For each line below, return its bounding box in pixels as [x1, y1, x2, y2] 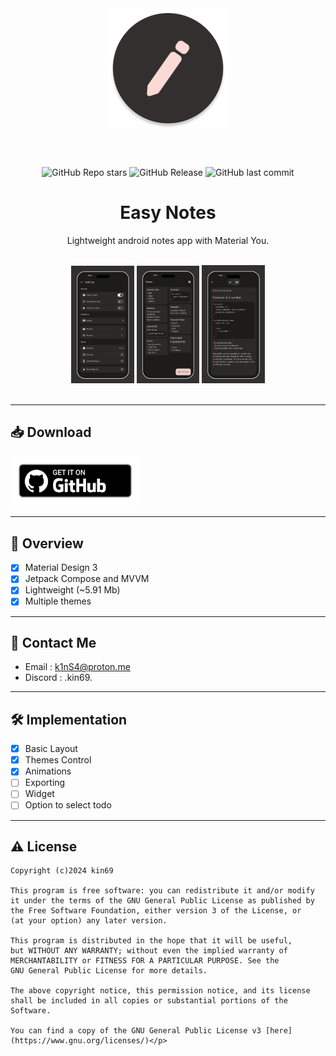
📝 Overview [10, 535, 84, 552]
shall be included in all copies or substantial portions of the [10, 996, 288, 1006]
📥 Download [10, 424, 92, 441]
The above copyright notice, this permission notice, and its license [10, 986, 311, 996]
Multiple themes [24, 595, 92, 607]
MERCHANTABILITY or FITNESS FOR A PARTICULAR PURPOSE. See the [10, 956, 280, 966]
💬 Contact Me [10, 634, 97, 651]
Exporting [24, 777, 66, 789]
